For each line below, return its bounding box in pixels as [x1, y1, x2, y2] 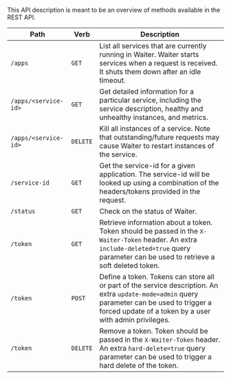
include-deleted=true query [99, 244, 191, 253]
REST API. [7, 13, 36, 21]
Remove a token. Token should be [99, 327, 208, 336]
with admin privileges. [99, 315, 170, 325]
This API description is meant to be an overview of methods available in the [7, 6, 221, 14]
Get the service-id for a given [99, 161, 196, 170]
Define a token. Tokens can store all [99, 272, 214, 281]
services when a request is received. [99, 59, 218, 68]
